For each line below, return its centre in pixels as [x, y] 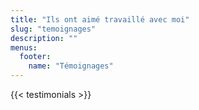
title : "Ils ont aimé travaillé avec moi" [100, 19]
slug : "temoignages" [53, 29]
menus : [24, 47]
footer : [35, 57]
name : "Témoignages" [71, 66]
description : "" [44, 38]
